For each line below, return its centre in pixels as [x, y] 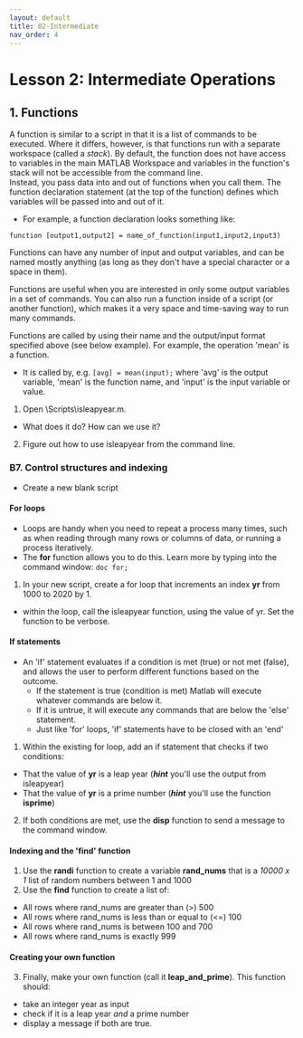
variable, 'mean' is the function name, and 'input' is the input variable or [156, 382]
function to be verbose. [66, 621]
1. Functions [44, 113]
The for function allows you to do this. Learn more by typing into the [150, 557]
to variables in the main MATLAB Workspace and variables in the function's [150, 163]
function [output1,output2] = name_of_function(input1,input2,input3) [145, 236]
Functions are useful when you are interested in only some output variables [150, 290]
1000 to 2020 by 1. [57, 594]
